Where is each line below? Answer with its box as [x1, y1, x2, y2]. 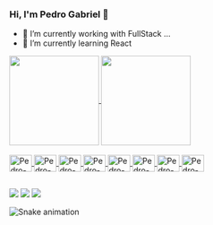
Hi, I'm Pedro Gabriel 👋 [9, 8, 109, 21]
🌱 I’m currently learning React [21, 38, 132, 48]
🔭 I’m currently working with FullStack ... [21, 29, 171, 39]
